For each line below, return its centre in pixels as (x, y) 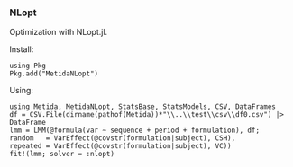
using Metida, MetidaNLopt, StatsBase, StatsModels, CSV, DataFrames (143, 107)
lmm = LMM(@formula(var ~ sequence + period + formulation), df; (134, 131)
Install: (22, 49)
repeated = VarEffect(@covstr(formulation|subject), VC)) (120, 146)
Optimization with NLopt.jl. (59, 32)
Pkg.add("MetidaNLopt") (54, 74)
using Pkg (28, 66)
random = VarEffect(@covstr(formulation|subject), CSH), (123, 138)
